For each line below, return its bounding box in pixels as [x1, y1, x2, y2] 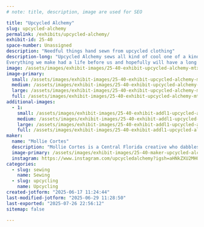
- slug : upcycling [12, 178, 59, 184]
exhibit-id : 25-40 [6, 37, 53, 43]
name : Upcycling [17, 183, 59, 190]
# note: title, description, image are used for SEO [6, 8, 143, 15]
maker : [6, 133, 23, 139]
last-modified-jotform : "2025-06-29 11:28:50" [6, 195, 126, 201]
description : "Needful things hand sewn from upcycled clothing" [6, 48, 175, 55]
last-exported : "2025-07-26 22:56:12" [6, 200, 104, 206]
